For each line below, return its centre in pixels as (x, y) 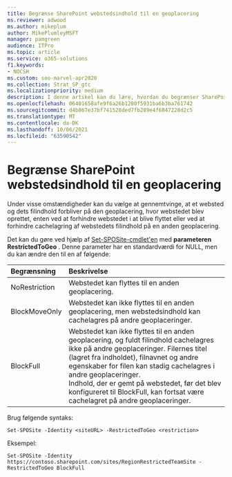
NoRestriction (33, 287)
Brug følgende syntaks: (40, 418)
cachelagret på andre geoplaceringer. (130, 401)
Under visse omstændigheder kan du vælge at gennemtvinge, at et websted (116, 204)
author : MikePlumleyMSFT (43, 33)
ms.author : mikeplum (37, 26)
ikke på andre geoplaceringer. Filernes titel (138, 349)
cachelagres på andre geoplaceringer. (130, 321)
